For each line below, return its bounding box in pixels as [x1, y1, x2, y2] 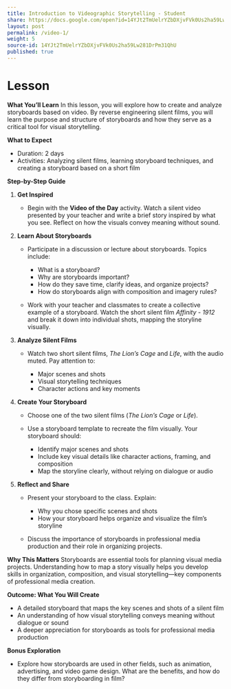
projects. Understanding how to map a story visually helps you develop [7, 563, 208, 571]
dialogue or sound [16, 618, 69, 626]
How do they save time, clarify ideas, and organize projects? [37, 280, 209, 289]
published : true [7, 49, 54, 56]
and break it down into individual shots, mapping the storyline [27, 315, 202, 324]
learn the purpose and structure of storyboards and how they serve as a [7, 115, 212, 124]
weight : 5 [7, 36, 36, 43]
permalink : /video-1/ [7, 29, 69, 36]
